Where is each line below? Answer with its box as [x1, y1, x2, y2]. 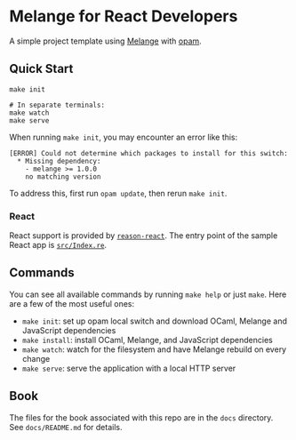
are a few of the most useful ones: [9, 298, 135, 308]
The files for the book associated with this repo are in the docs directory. [9, 412, 274, 423]
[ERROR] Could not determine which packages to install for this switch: [9, 148, 289, 157]
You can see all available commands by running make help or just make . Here [9, 289, 287, 300]
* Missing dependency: [17, 156, 101, 165]
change [21, 353, 51, 364]
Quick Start [9, 61, 74, 76]
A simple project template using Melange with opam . [9, 36, 202, 46]
